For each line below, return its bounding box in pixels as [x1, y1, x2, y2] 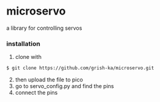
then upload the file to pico [15, 76, 84, 83]
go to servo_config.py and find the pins [15, 83, 114, 90]
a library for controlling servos [6, 24, 82, 32]
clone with [15, 53, 42, 61]
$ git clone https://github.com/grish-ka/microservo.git [6, 65, 155, 71]
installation [6, 39, 41, 48]
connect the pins [15, 89, 58, 97]
